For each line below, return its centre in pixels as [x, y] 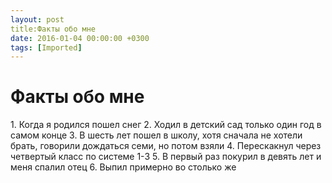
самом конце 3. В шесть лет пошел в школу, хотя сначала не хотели [156, 135]
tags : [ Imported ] [46, 47]
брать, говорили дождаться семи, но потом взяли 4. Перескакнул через [166, 146]
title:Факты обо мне [53, 29]
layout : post [37, 19]
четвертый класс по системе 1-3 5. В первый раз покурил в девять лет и [166, 157]
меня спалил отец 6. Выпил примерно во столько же [123, 167]
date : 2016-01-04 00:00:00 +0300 [80, 38]
